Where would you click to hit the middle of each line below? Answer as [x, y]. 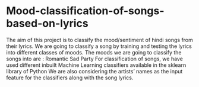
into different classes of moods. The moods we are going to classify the [94, 52]
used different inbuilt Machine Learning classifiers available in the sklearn [96, 65]
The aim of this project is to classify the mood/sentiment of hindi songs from [99, 40]
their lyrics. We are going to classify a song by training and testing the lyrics [99, 46]
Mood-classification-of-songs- [85, 11]
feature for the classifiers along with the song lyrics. [70, 78]
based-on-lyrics [47, 23]
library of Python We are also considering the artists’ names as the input [94, 71]
